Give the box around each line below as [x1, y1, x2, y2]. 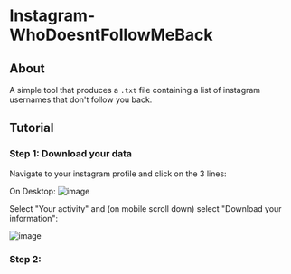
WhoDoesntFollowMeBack [9, 24, 213, 45]
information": [9, 213, 59, 223]
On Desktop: [9, 185, 56, 196]
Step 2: [9, 252, 42, 265]
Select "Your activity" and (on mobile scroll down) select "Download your [9, 203, 282, 213]
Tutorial [9, 120, 54, 136]
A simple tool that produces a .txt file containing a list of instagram [9, 85, 260, 95]
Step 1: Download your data [9, 147, 133, 160]
